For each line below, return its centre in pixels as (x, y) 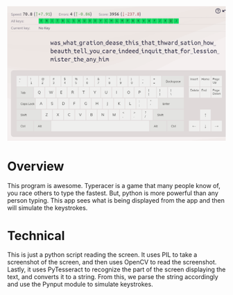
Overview (36, 166)
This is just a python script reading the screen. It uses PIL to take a (102, 255)
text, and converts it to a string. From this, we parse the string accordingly (113, 277)
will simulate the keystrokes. (48, 208)
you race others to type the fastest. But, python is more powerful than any (113, 193)
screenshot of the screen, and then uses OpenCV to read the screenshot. (112, 262)
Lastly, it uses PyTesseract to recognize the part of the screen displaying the (116, 269)
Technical (36, 236)
